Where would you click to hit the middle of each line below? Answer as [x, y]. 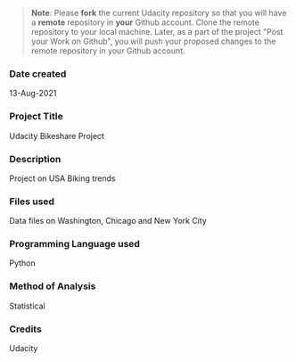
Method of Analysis [53, 286]
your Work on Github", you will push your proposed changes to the [153, 41]
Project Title [37, 117]
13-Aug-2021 [33, 94]
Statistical [28, 306]
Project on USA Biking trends [62, 178]
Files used [32, 202]
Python [22, 263]
